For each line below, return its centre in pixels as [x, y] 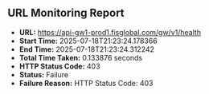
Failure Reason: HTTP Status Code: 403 [86, 83]
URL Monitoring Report [66, 13]
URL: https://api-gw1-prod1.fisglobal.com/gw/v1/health [110, 32]
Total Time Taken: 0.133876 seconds [81, 57]
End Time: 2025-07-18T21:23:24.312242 [86, 49]
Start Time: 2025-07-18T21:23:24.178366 [88, 41]
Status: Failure [44, 74]
